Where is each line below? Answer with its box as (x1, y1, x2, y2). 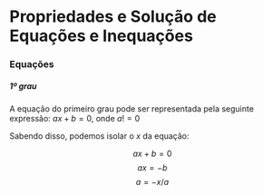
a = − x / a (135, 177, 170, 188)
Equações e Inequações (9, 25, 193, 46)
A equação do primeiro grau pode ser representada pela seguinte (9, 103, 254, 114)
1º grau (9, 80, 37, 92)
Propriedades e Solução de (9, 6, 217, 27)
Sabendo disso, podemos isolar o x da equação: (9, 131, 190, 141)
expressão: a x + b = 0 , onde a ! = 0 (9, 113, 141, 124)
